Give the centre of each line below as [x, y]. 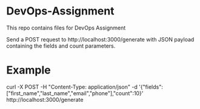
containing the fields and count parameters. [61, 46]
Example [28, 70]
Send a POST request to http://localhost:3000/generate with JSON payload [100, 39]
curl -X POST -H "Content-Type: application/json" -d [72, 87]
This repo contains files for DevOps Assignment [66, 28]
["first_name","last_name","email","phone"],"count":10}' [75, 93]
